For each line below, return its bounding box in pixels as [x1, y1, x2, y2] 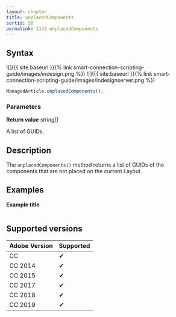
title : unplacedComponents [6, 14, 74, 20]
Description [6, 145, 51, 155]
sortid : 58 [6, 20, 34, 26]
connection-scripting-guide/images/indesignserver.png [6, 76, 145, 84]
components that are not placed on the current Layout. [6, 168, 142, 175]
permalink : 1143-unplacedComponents [6, 25, 98, 32]
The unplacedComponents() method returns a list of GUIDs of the [6, 161, 165, 168]
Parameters [6, 102, 41, 111]
